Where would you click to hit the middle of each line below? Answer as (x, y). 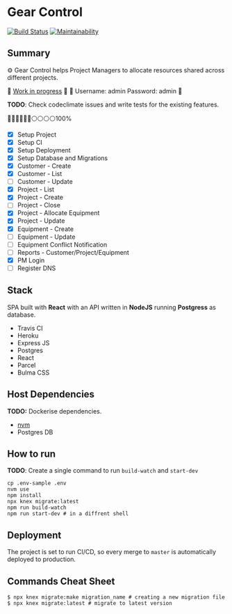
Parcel (26, 365)
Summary (29, 53)
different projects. (33, 77)
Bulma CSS (33, 372)
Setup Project (37, 134)
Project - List (35, 189)
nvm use (18, 489)
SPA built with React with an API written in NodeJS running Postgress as (112, 307)
